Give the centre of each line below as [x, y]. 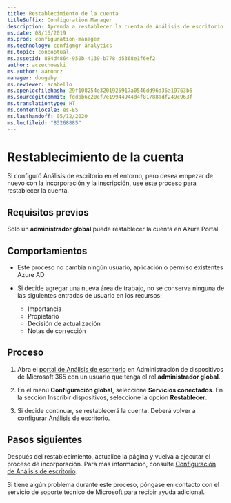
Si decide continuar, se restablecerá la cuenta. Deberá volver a [106, 410]
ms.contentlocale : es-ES [43, 110]
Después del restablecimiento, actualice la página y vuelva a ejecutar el [109, 456]
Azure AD [31, 275]
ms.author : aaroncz [35, 71]
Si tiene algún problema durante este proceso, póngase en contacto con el [113, 484]
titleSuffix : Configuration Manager [60, 20]
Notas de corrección [57, 331]
